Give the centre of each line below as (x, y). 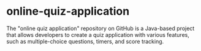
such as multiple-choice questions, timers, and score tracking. (85, 41)
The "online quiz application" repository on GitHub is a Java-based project (100, 28)
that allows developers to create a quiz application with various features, (98, 34)
